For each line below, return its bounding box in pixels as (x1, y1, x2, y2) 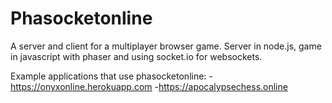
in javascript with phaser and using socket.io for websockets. (10, 50, 263, 62)
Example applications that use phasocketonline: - (10, 70, 213, 82)
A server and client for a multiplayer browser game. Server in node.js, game (10, 40, 322, 52)
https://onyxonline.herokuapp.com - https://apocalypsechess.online (10, 80, 288, 92)
